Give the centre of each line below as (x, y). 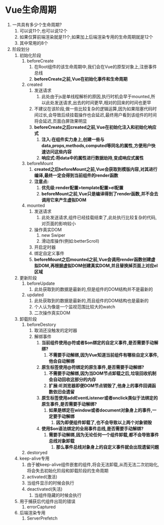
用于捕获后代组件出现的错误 (47, 501)
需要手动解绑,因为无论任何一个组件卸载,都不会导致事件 (104, 435)
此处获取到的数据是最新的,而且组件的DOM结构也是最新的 (91, 301)
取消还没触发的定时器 (56, 330)
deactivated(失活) (45, 489)
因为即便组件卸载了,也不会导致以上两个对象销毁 (104, 422)
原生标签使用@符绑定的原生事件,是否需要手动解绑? (93, 367)
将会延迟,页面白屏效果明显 (60, 121)
